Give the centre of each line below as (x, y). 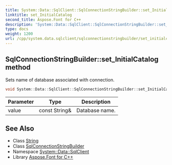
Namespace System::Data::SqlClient (51, 152)
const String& (55, 110)
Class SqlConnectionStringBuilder (48, 146)
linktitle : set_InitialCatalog (39, 15)
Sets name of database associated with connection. (60, 79)
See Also (20, 128)
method (18, 67)
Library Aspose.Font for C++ (43, 157)
